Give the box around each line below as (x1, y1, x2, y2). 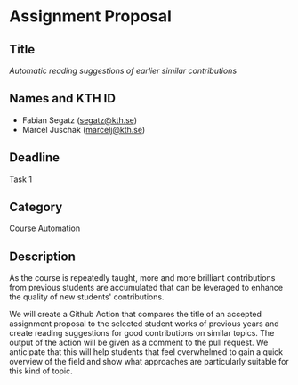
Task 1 (9, 174, 33, 184)
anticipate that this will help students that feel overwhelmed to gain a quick (9, 347, 284, 357)
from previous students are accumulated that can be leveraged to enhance (9, 283, 283, 293)
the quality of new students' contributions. (9, 291, 165, 302)
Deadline (9, 150, 60, 166)
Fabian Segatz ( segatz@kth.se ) (21, 114, 138, 126)
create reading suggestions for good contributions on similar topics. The (9, 328, 275, 339)
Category (9, 200, 63, 215)
